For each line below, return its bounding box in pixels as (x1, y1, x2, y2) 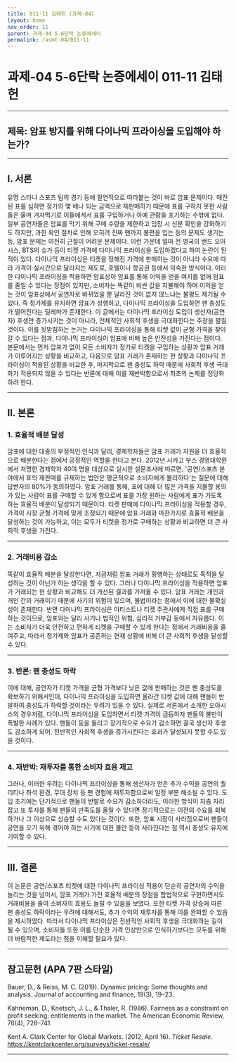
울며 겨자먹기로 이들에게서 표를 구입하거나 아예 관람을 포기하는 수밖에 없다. (20, 211, 225, 219)
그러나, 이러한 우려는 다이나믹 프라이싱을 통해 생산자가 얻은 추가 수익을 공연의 (7, 780, 219, 788)
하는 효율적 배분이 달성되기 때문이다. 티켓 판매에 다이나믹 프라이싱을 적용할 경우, (7, 500, 227, 508)
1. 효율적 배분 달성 (7, 430, 65, 439)
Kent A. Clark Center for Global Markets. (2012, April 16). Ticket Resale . (7, 1032, 213, 1041)
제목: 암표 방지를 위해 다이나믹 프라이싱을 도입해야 (7, 125, 211, 137)
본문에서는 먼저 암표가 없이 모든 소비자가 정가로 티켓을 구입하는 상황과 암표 (7, 342, 212, 351)
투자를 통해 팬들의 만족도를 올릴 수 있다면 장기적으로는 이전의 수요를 (27, 806, 214, 814)
